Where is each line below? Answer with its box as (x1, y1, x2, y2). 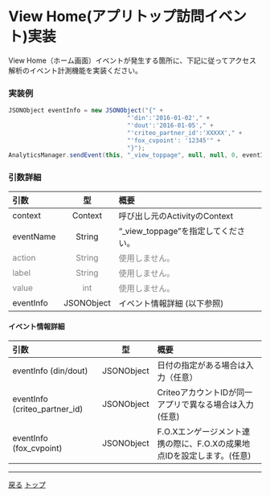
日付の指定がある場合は (157, 359, 247, 371)
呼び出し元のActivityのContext (118, 210, 234, 221)
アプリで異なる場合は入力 (157, 399, 255, 410)
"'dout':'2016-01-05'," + (127, 121, 215, 129)
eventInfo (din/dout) (12, 365, 88, 376)
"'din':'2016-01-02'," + (127, 114, 211, 122)
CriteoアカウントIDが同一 (157, 387, 253, 398)
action (12, 252, 36, 263)
